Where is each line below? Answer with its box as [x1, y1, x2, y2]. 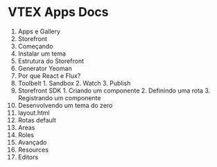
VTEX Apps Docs [8, 4, 109, 20]
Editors [17, 152, 39, 161]
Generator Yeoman [17, 64, 72, 72]
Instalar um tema [17, 49, 67, 58]
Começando [17, 42, 54, 50]
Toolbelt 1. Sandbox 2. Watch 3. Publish [17, 79, 131, 87]
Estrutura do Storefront [17, 56, 85, 65]
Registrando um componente [17, 93, 101, 102]
